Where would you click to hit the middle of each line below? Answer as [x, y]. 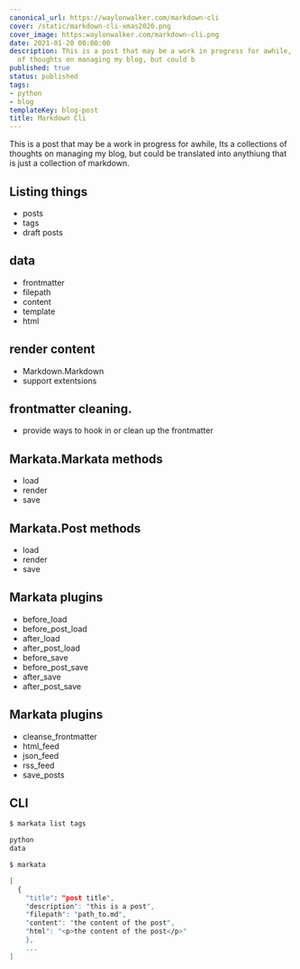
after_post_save [52, 686]
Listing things [49, 192]
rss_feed [38, 765]
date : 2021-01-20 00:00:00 [60, 43]
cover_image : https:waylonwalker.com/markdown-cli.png [114, 34]
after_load [41, 638]
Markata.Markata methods [86, 459]
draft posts [42, 232]
